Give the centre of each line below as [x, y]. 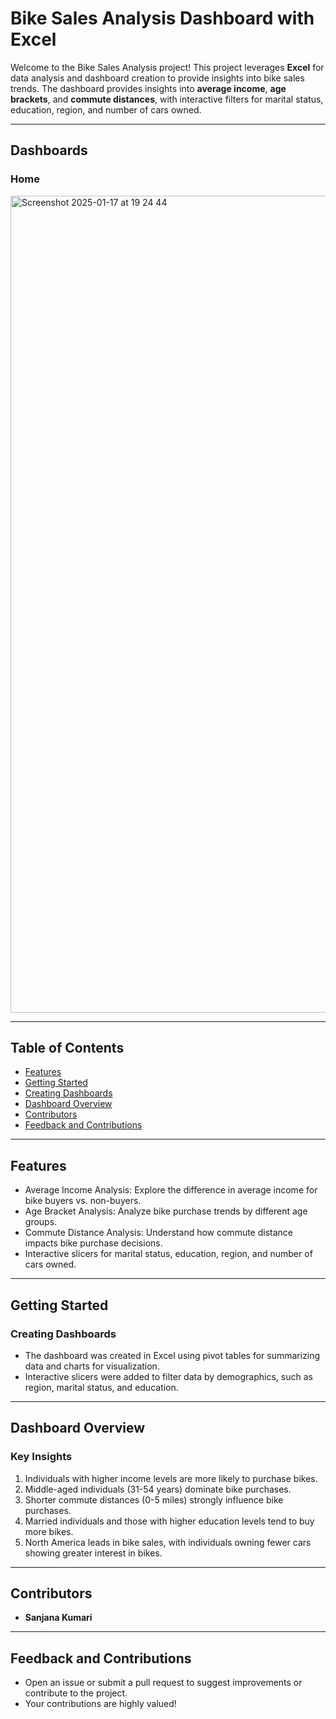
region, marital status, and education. [101, 1387]
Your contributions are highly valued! [100, 1704]
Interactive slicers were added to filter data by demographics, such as [168, 1376]
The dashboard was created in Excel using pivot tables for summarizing [172, 1355]
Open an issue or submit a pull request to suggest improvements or [163, 1683]
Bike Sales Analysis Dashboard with [162, 18]
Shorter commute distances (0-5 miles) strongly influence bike [154, 1499]
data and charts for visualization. [92, 1366]
